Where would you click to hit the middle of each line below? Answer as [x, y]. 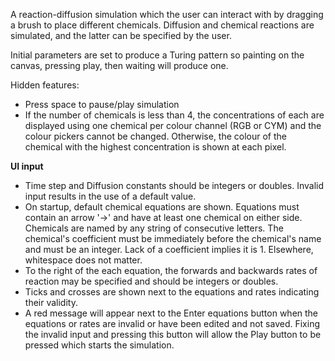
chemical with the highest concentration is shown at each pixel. [155, 147]
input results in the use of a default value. [110, 196]
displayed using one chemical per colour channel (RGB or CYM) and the [173, 125]
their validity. [51, 302]
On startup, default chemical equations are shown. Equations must [162, 207]
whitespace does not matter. [83, 260]
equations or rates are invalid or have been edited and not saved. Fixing [172, 323]
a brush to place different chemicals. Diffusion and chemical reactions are [162, 25]
